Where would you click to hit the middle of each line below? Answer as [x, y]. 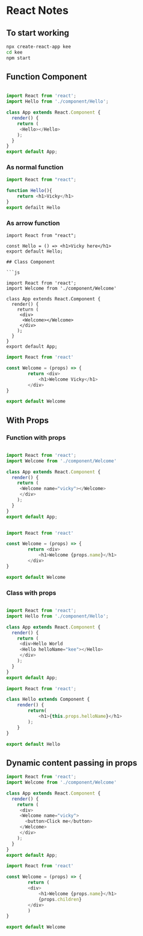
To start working [38, 33]
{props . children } [60, 899]
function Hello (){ [29, 191]
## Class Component [31, 262]
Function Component [47, 77]
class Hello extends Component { [48, 699]
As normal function [35, 167]
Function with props [36, 437]
